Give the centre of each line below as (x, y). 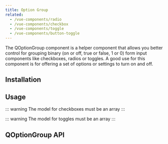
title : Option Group (27, 10)
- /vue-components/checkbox (39, 24)
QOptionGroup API (35, 135)
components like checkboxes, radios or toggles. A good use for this (75, 58)
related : (14, 15)
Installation (23, 80)
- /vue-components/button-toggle (45, 33)
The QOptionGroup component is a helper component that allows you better (84, 48)
